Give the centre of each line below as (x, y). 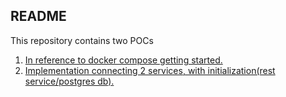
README (38, 16)
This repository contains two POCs (82, 40)
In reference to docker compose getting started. (123, 60)
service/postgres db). (69, 81)
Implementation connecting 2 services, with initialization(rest (150, 70)
